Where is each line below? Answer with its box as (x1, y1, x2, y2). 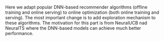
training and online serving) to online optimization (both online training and (5, 9, 159, 15)
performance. (5, 31, 34, 36)
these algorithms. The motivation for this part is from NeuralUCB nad (5, 20, 147, 26)
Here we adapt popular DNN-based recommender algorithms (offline (5, 4, 148, 10)
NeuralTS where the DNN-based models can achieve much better (5, 25, 141, 31)
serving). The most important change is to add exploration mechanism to (5, 15, 156, 20)
